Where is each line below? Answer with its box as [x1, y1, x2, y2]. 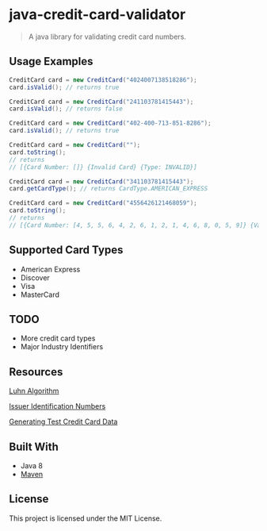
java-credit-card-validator [9, 6, 186, 24]
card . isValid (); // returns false [9, 105, 124, 113]
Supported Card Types [9, 244, 124, 257]
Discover [20, 272, 50, 283]
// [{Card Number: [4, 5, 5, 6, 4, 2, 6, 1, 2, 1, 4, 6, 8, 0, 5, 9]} [9, 221, 247, 229]
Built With [9, 440, 59, 453]
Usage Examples [9, 55, 93, 68]
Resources [9, 365, 63, 379]
